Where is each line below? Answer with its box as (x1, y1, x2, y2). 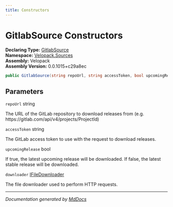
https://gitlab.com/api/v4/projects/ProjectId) (5, 116, 99, 122)
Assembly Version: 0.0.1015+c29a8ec (5, 63, 86, 69)
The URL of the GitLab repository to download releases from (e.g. (5, 111, 144, 117)
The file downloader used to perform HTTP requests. (5, 181, 118, 187)
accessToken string (5, 126, 45, 133)
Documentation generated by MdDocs (5, 196, 86, 202)
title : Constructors (5, 7, 50, 13)
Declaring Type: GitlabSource (5, 47, 69, 53)
